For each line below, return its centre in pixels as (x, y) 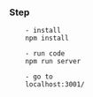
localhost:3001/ (55, 85)
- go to (39, 77)
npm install (47, 38)
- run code (45, 54)
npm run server (53, 62)
